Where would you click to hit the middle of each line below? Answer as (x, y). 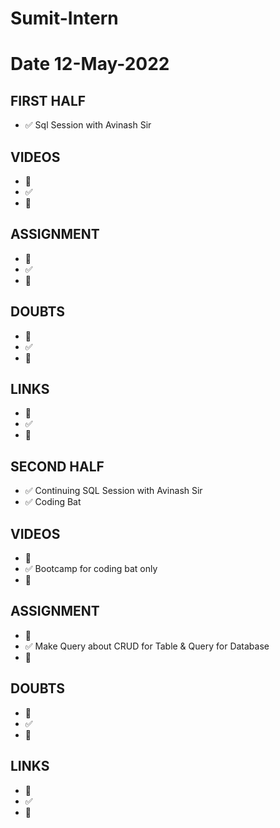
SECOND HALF (57, 466)
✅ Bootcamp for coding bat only (91, 569)
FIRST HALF (48, 100)
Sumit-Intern (64, 18)
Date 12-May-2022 (90, 64)
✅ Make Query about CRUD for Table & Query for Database (147, 646)
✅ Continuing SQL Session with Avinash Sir (113, 491)
